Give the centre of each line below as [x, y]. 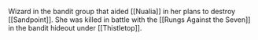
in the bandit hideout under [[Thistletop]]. [75, 28]
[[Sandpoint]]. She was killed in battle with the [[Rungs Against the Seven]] [129, 20]
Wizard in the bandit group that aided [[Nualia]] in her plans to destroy [122, 11]
